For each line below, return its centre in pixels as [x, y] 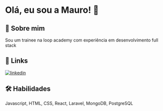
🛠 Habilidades [28, 89]
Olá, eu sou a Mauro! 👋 [52, 10]
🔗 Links [17, 61]
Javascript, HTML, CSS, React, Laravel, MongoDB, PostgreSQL [69, 103]
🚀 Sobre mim [25, 28]
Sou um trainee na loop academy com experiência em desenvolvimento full [82, 40]
